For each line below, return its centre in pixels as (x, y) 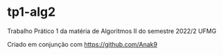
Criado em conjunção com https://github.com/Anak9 (82, 44)
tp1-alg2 (32, 12)
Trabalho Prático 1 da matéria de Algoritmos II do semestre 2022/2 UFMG (112, 31)
